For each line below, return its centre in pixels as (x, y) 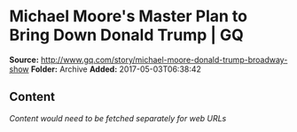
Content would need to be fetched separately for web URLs (118, 118)
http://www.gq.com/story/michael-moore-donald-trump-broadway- (164, 59)
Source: (24, 59)
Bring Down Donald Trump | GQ (126, 35)
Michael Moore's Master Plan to (129, 16)
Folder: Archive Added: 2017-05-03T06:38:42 (116, 69)
